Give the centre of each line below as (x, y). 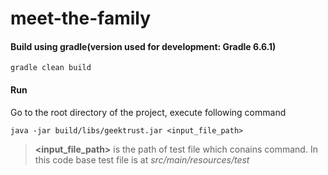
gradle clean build (51, 68)
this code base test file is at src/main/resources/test (142, 159)
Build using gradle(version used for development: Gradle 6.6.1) (143, 46)
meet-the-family (81, 18)
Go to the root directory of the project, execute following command (148, 112)
